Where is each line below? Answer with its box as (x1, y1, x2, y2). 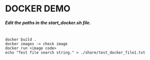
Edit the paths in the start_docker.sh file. (5, 19, 91, 25)
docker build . (5, 37, 37, 42)
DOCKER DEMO (5, 3, 71, 14)
